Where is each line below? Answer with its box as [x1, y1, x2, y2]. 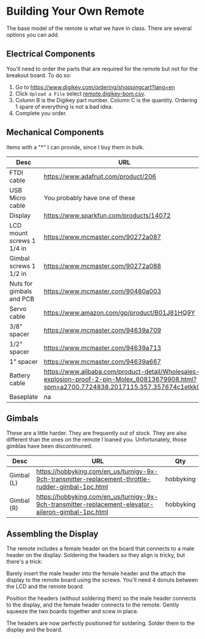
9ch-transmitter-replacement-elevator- [36, 500, 154, 509]
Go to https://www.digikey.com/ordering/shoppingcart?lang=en [15, 83, 175, 91]
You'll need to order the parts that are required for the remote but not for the [6, 65, 198, 72]
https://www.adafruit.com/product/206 [43, 172, 157, 181]
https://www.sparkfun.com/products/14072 [43, 211, 171, 220]
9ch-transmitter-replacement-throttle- [36, 475, 151, 484]
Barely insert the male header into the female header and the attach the [6, 570, 186, 577]
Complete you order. [15, 109, 67, 117]
